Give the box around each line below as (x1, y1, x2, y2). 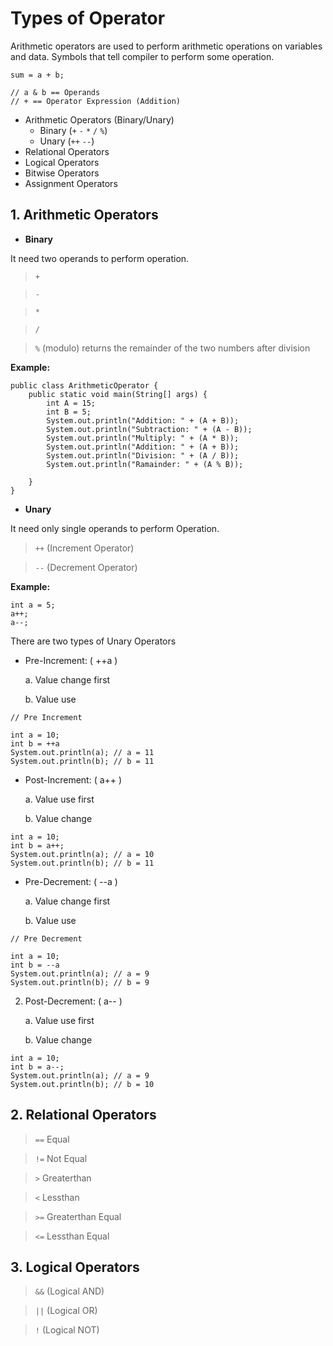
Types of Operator (10, 7, 166, 30)
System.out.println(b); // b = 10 (10, 1079, 155, 1089)
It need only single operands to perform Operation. (10, 522, 220, 534)
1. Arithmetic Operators (10, 207, 159, 224)
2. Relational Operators (10, 1107, 157, 1124)
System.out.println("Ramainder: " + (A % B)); (46, 459, 244, 469)
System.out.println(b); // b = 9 (10, 977, 150, 987)
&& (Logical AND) (34, 1285, 105, 1297)
